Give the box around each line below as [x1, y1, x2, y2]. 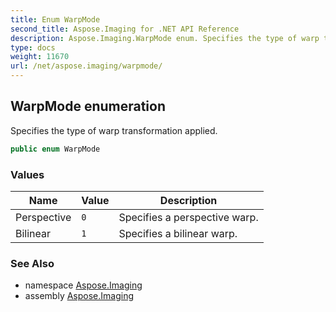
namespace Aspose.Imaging [24, 279, 143, 291]
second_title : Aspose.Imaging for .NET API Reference [10, 24, 240, 34]
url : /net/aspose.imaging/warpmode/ [10, 61, 163, 71]
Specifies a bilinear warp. [118, 226, 238, 240]
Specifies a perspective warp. [118, 210, 259, 224]
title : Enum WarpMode [10, 14, 101, 25]
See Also [10, 256, 55, 270]
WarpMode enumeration [10, 98, 167, 115]
